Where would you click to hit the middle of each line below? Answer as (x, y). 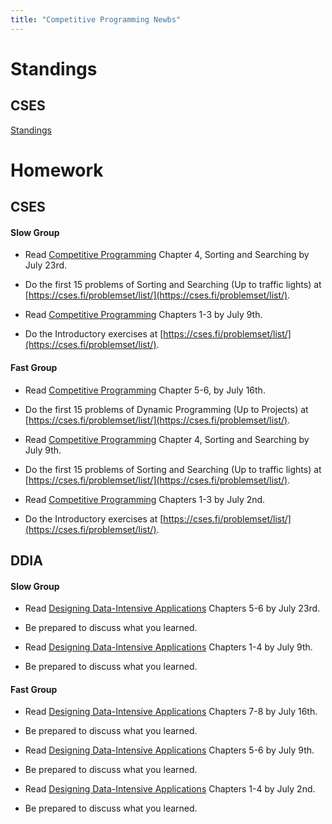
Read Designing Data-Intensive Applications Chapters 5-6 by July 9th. (169, 750)
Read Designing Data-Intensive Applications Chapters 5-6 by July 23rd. (172, 608)
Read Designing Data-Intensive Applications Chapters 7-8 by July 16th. (171, 712)
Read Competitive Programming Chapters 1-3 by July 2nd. (145, 499)
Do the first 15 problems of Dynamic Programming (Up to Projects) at (166, 409)
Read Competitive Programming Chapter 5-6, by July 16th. (145, 390)
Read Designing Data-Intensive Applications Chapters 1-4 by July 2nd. (170, 789)
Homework (57, 170)
